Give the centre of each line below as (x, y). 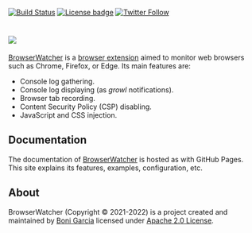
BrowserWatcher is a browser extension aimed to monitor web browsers (126, 57)
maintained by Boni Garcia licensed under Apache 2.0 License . (111, 220)
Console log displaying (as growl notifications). (97, 89)
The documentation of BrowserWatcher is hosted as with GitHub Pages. (126, 159)
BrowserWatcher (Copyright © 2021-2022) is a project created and (118, 212)
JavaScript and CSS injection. (68, 115)
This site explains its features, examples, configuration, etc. (105, 168)
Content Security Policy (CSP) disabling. (86, 107)
